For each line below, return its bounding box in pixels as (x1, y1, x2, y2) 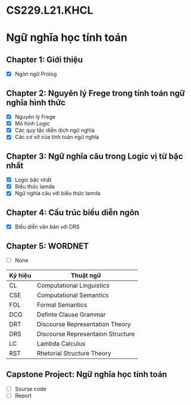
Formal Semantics (36, 301, 87, 309)
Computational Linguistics (36, 282, 110, 290)
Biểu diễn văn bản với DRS (14, 223, 80, 230)
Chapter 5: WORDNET (6, 241, 89, 251)
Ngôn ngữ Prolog (14, 70, 57, 78)
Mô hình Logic (14, 120, 51, 127)
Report (14, 392, 32, 399)
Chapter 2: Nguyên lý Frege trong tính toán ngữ (6, 88, 186, 98)
